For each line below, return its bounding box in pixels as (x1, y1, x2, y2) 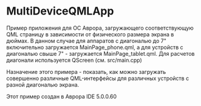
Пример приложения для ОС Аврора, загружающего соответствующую (6, 24, 194, 31)
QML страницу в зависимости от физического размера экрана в (6, 30, 174, 38)
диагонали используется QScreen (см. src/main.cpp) (6, 56, 143, 64)
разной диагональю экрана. (6, 81, 80, 88)
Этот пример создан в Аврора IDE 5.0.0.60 (6, 93, 117, 100)
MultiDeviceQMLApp (6, 4, 114, 18)
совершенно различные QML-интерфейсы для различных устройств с (6, 75, 189, 82)
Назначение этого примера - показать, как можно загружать (6, 68, 166, 75)
